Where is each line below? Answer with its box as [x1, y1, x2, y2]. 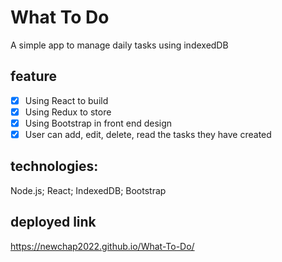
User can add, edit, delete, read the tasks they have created [24, 128, 272, 140]
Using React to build [24, 94, 109, 106]
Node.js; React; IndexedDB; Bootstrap [10, 184, 167, 196]
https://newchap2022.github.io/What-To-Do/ [10, 240, 195, 252]
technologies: [10, 158, 99, 175]
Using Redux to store [24, 106, 112, 118]
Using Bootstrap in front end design [24, 117, 173, 129]
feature [10, 68, 58, 85]
